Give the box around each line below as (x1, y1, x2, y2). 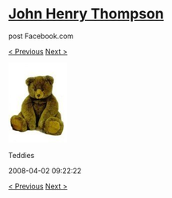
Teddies (8, 150, 35, 160)
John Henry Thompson (8, 5, 165, 23)
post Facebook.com (8, 31, 74, 41)
